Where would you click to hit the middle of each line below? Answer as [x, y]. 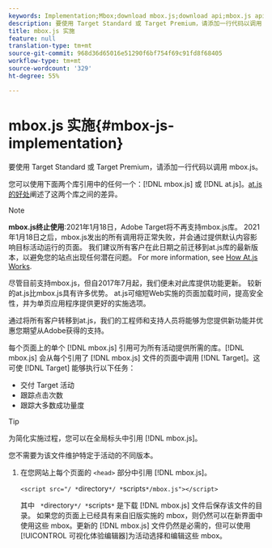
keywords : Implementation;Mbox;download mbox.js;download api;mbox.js [130, 16]
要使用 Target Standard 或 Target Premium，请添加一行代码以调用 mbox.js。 [136, 167]
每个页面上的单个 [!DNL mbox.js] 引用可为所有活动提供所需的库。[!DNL [126, 348]
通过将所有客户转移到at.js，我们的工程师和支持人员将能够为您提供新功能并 [132, 320]
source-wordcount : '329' [50, 69]
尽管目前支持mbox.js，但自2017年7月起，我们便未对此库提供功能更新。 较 [132, 283]
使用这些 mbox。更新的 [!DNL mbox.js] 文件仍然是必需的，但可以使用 [135, 525]
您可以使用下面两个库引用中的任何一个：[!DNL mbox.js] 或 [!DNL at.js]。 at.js [136, 183]
